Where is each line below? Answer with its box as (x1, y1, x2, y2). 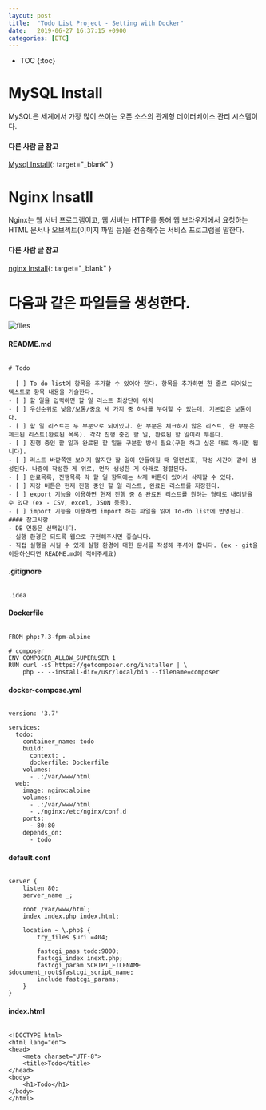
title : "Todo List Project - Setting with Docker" (8, 19, 184, 27)
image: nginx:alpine (22, 786, 91, 795)
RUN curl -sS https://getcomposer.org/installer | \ (8, 662, 188, 670)
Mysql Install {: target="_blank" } (8, 159, 114, 169)
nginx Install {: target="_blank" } (8, 263, 112, 273)
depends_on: (22, 829, 62, 837)
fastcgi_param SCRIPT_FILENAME (37, 962, 141, 970)
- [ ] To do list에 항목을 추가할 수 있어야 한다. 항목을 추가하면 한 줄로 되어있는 (8, 380, 253, 388)
